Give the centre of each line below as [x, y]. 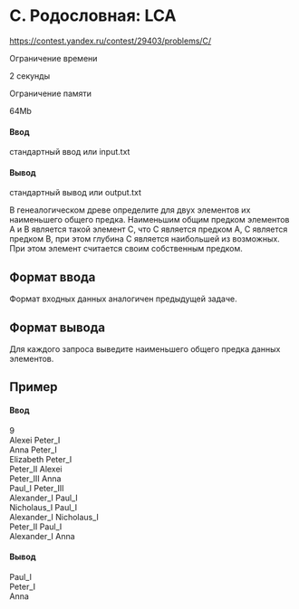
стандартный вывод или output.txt [76, 193]
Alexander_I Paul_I [44, 498]
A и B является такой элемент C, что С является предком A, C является [149, 229]
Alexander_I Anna [42, 536]
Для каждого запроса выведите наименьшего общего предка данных [145, 348]
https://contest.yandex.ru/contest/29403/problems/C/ [111, 41]
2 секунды [30, 76]
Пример [34, 387]
